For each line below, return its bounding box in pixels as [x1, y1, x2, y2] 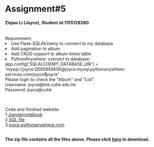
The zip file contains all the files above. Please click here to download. [5, 136, 150, 142]
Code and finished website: [5, 106, 60, 112]
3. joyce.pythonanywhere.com [5, 122, 65, 128]
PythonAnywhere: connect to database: [11, 56, 91, 62]
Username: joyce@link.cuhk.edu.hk [5, 82, 76, 88]
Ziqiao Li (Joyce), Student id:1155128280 [5, 19, 89, 25]
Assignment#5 [5, 3, 67, 15]
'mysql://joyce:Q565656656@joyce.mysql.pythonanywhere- [5, 66, 126, 72]
